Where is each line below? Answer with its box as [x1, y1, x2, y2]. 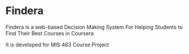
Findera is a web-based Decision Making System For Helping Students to [5, 23, 183, 31]
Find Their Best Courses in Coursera [5, 29, 94, 36]
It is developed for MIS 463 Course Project [5, 41, 110, 48]
